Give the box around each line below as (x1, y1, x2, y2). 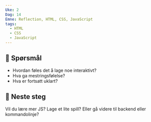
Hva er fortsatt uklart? (12, 78, 58, 84)
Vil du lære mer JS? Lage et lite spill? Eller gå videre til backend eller (5, 106, 146, 112)
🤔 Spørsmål (5, 54, 42, 63)
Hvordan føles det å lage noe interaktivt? (12, 67, 97, 73)
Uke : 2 (5, 7, 19, 13)
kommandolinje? (5, 111, 39, 117)
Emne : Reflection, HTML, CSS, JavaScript (5, 17, 93, 22)
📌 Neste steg (5, 92, 46, 101)
